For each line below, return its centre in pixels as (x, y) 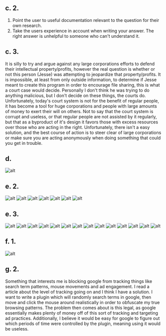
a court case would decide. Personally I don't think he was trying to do (78, 90)
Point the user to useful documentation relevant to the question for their (86, 20)
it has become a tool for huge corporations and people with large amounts (81, 106)
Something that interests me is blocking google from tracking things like (79, 281)
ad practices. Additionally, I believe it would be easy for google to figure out (83, 318)
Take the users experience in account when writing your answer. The (83, 31)
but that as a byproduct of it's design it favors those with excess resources (82, 122)
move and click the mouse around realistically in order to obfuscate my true (83, 302)
